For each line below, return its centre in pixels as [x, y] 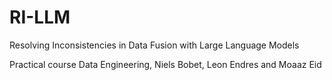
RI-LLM [40, 17]
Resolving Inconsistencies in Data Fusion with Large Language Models [154, 45]
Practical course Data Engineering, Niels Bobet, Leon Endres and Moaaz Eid [165, 64]
